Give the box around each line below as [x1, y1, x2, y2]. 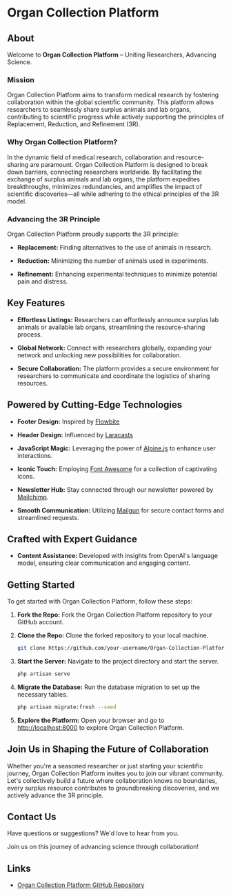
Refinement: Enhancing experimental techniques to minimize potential [17, 270, 218, 278]
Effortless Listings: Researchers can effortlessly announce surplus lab [17, 315, 219, 323]
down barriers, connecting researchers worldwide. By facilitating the [7, 168, 202, 176]
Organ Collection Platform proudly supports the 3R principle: [7, 230, 179, 238]
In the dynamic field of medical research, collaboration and [7, 153, 174, 161]
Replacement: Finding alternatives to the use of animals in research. [17, 243, 212, 251]
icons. [17, 472, 35, 480]
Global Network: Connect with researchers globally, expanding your [17, 344, 212, 352]
